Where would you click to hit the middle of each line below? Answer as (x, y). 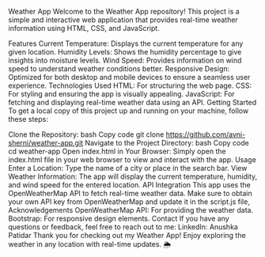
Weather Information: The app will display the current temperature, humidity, (133, 176)
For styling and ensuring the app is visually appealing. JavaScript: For (121, 94)
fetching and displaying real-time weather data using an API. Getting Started (132, 102)
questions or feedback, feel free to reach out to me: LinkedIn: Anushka (123, 227)
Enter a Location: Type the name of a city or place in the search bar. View (128, 168)
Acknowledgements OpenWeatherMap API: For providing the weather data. (131, 210)
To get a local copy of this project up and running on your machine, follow (129, 111)
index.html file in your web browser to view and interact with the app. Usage (132, 160)
